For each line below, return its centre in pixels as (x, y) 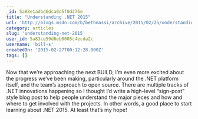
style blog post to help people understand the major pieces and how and (94, 97)
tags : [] (17, 55)
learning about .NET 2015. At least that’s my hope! (67, 110)
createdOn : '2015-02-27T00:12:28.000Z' (55, 50)
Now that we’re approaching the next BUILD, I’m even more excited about (95, 72)
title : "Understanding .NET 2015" (49, 17)
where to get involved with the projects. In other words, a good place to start (99, 103)
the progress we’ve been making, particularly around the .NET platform (92, 78)
